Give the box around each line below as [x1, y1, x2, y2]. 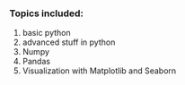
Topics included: [9, 7, 84, 20]
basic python [22, 28, 71, 38]
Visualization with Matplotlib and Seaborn [22, 65, 177, 76]
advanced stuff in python [22, 37, 116, 47]
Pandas [22, 56, 51, 67]
